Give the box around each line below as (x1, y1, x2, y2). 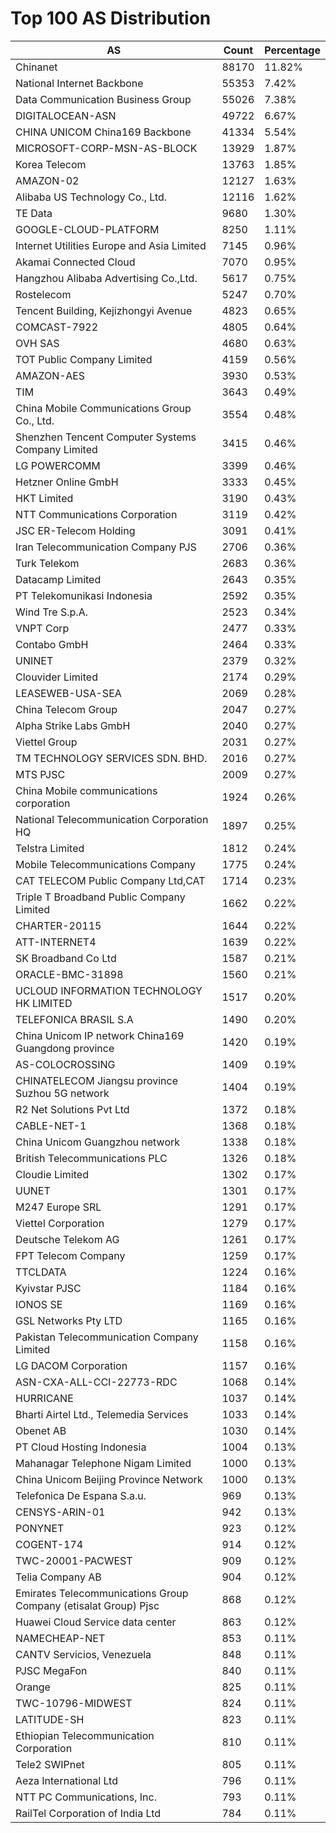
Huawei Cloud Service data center (15, 1615, 177, 1629)
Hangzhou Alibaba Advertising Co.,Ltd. (15, 271, 198, 285)
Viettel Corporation (15, 1216, 105, 1230)
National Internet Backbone (15, 76, 144, 90)
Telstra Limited (15, 841, 85, 855)
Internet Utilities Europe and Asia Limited (15, 238, 207, 252)
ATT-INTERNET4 (15, 935, 97, 949)
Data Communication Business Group (15, 92, 192, 106)
